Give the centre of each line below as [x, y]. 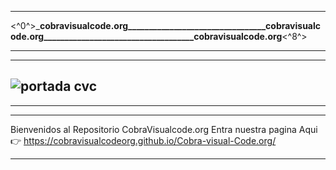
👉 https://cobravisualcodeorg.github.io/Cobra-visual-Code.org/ [143, 140]
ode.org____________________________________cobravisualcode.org [146, 36]
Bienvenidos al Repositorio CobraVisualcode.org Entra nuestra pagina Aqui [164, 129]
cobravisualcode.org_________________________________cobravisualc [180, 25]
